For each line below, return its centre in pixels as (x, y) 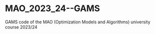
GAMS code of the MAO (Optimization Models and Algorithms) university (78, 22)
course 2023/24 (21, 27)
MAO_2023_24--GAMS (53, 8)
